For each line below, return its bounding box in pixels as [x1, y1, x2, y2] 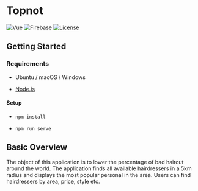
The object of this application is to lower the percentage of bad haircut [6, 158, 184, 165]
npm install [15, 114, 46, 120]
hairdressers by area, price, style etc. [6, 178, 100, 185]
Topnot [6, 4, 44, 18]
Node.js [15, 85, 35, 92]
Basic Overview [6, 142, 68, 153]
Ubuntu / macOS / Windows [15, 74, 86, 81]
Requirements [6, 60, 50, 68]
